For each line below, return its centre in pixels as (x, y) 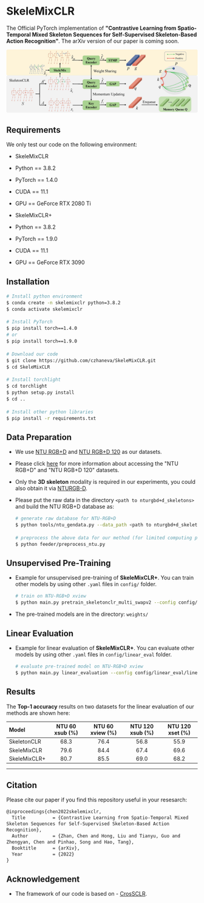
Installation (28, 281)
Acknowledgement (43, 879)
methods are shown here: (38, 713)
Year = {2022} (43, 854)
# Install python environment (45, 296)
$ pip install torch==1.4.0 (42, 329)
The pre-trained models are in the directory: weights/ (82, 614)
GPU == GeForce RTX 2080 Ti (53, 204)
